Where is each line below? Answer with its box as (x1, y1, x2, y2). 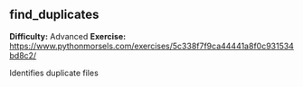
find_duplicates (9, 7, 99, 22)
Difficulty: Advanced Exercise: (9, 30, 127, 41)
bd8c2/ (9, 49, 37, 61)
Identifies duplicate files (9, 67, 99, 78)
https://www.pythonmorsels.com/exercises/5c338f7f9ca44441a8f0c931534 (9, 40, 294, 51)
